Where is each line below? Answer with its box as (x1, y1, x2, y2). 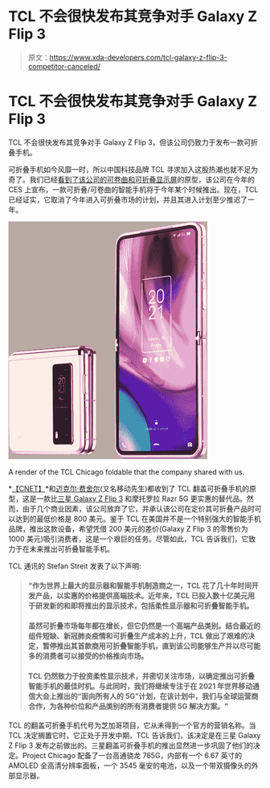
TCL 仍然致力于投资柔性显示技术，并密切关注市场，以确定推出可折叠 (27, 671, 256, 680)
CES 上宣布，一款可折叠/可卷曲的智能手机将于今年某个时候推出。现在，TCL (8, 184, 259, 194)
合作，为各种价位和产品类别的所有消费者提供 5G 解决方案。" (27, 701, 229, 711)
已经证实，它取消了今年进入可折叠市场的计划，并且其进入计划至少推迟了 (8, 195, 247, 204)
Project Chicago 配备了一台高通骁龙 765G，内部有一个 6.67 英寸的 (22, 751, 243, 761)
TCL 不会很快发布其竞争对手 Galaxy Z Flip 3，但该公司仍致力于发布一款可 (8, 137, 252, 147)
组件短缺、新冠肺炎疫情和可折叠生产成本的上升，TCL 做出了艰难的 (27, 631, 248, 641)
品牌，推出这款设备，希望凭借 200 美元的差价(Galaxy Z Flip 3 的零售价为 (8, 523, 249, 533)
